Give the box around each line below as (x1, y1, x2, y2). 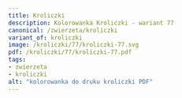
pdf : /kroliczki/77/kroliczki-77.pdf (8, 48, 132, 56)
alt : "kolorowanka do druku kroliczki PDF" (8, 77, 154, 85)
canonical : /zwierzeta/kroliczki (8, 26, 118, 34)
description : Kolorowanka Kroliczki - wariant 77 (8, 19, 175, 27)
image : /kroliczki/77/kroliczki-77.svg (8, 41, 139, 49)
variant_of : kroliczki (8, 33, 83, 42)
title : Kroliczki (8, 11, 65, 20)
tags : (8, 56, 26, 64)
